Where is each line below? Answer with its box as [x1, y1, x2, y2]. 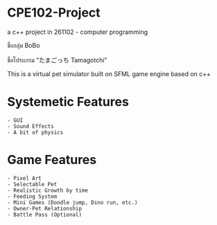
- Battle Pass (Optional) [7, 211, 82, 218]
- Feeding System [7, 192, 58, 200]
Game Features [7, 152, 97, 168]
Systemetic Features [7, 94, 130, 110]
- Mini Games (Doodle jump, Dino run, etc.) [7, 199, 138, 206]
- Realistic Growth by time [7, 187, 89, 194]
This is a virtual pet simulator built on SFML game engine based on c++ [7, 69, 211, 78]
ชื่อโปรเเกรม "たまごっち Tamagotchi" [7, 55, 107, 64]
